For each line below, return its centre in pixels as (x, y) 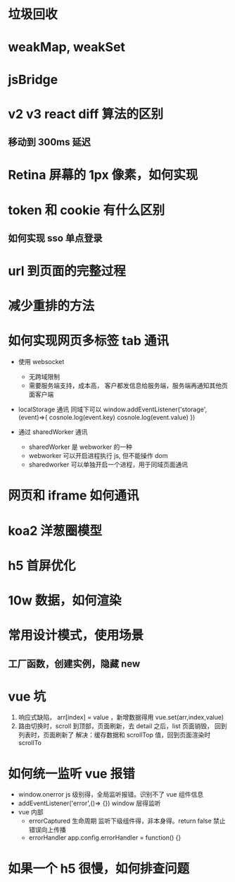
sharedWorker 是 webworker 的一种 (81, 447)
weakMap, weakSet (67, 47)
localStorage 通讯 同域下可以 (60, 409)
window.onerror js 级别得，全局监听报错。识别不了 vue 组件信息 (110, 795)
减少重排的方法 (51, 306)
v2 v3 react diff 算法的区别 (86, 114)
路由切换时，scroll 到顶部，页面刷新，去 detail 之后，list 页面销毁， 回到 (122, 726)
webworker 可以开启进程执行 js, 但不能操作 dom (98, 456)
